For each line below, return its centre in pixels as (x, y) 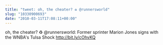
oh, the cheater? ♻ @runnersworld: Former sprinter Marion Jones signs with (82, 32)
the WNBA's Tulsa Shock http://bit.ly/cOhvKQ (50, 37)
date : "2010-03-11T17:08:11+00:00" (41, 18)
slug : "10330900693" (26, 14)
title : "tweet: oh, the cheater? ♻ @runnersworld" (57, 9)
